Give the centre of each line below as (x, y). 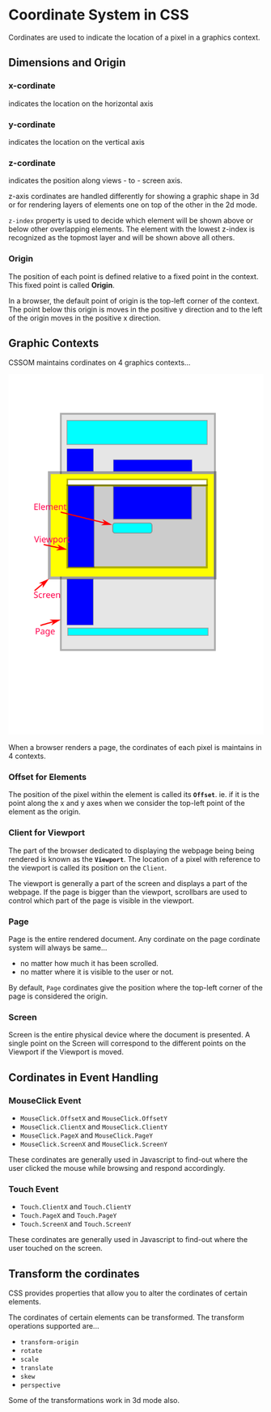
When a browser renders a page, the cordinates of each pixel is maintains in (135, 748)
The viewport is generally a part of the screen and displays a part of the (128, 883)
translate (37, 1368)
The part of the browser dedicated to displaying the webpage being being (131, 850)
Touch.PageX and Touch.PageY (68, 1215)
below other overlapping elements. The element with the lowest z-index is (131, 229)
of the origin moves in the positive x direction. (85, 318)
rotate (31, 1351)
